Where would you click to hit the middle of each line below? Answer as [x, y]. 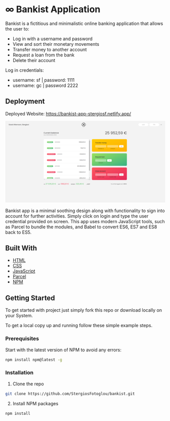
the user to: [17, 28]
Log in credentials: [25, 70]
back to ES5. [19, 232]
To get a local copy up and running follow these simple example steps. [79, 325]
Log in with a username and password [53, 39]
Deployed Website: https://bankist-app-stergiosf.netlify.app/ [68, 113]
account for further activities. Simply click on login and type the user [77, 216]
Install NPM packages [35, 403]
